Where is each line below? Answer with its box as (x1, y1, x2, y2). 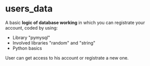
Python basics (12, 45, 43, 51)
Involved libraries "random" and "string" (12, 39, 96, 45)
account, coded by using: (5, 24, 58, 30)
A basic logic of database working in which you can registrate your (5, 19, 145, 25)
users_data (5, 3, 53, 14)
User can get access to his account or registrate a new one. (5, 54, 129, 60)
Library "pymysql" (12, 34, 50, 40)
